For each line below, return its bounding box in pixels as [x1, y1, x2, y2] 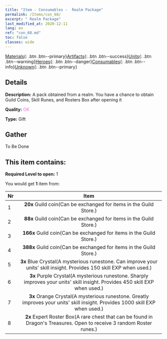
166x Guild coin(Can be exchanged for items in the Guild [22, 230, 156, 237]
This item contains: [5, 158, 66, 167]
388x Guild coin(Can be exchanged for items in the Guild [22, 244, 156, 251]
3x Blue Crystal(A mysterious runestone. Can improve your [20, 258, 158, 265]
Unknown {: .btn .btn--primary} [14, 64, 78, 70]
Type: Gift [5, 116, 26, 122]
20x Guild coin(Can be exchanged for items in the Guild [24, 201, 154, 208]
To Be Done [5, 144, 29, 150]
